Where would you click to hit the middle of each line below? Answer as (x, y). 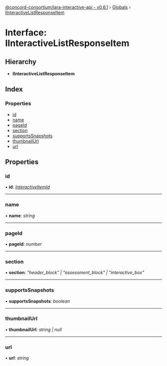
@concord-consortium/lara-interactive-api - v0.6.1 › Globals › (68, 7)
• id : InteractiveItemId (28, 187)
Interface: (26, 33)
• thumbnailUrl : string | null (34, 330)
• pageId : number (24, 244)
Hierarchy (21, 62)
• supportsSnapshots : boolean (38, 301)
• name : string (20, 215)
